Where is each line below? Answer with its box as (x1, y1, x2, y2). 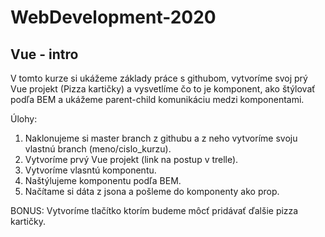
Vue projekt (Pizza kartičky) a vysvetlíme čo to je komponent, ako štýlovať (10, 83, 316, 95)
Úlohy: (10, 113, 38, 125)
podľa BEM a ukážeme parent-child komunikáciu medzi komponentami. (10, 94, 305, 105)
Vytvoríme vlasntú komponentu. (24, 164, 157, 176)
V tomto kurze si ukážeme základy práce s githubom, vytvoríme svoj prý (10, 72, 308, 84)
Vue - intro (10, 46, 79, 63)
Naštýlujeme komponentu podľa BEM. (24, 175, 182, 186)
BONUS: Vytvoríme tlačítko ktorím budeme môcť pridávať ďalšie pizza (10, 205, 299, 216)
